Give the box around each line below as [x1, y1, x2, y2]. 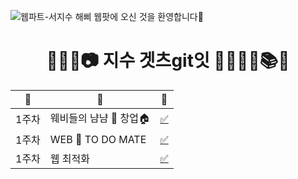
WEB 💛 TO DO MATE [49, 132, 147, 146]
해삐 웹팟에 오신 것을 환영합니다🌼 [74, 11, 204, 22]
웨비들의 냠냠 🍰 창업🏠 [49, 111, 151, 125]
